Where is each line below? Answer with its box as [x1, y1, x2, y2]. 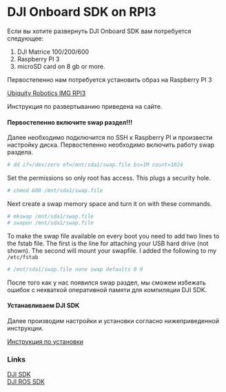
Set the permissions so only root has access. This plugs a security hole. [7, 174, 212, 183]
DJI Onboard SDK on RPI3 [7, 4, 156, 20]
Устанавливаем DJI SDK [7, 301, 80, 310]
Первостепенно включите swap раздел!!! [7, 118, 133, 126]
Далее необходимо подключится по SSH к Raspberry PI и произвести [7, 134, 213, 142]
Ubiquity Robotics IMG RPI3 [7, 89, 86, 97]
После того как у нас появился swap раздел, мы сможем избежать [7, 278, 207, 287]
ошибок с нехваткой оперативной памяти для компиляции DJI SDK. [7, 285, 207, 293]
